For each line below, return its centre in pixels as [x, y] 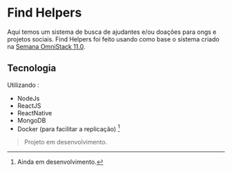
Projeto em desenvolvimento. [66, 142]
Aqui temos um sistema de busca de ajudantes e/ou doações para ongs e [112, 32]
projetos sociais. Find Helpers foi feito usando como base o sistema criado [113, 39]
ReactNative [35, 113]
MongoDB [31, 120]
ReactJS [29, 106]
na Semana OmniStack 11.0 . [46, 46]
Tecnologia [32, 68]
